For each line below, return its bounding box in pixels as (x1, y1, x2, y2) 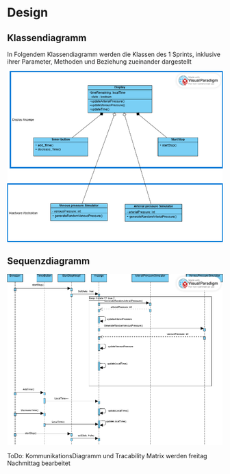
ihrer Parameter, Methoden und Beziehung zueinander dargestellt (7, 58, 192, 66)
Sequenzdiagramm (7, 255, 90, 267)
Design (7, 5, 49, 21)
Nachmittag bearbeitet (7, 459, 71, 467)
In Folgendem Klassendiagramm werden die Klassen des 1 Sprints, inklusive (7, 50, 221, 58)
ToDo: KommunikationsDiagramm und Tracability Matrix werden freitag (7, 451, 207, 460)
